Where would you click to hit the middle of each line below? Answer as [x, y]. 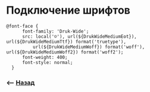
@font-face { [22, 26]
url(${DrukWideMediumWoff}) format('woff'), [89, 47]
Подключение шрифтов [68, 10]
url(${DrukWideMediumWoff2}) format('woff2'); [65, 52]
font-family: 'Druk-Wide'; [55, 31]
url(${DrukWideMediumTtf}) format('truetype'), [66, 42]
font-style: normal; [47, 62]
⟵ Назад [21, 83]
